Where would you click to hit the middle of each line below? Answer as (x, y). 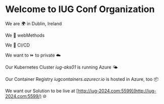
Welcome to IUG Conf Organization (80, 9)
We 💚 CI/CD (18, 45)
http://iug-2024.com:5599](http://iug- (117, 91)
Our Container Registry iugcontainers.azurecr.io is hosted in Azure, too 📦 (82, 79)
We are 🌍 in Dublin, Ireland (34, 23)
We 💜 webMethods (25, 35)
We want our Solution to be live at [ (42, 91)
